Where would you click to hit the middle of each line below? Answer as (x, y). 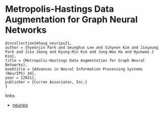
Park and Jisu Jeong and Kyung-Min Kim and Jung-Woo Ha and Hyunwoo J (80, 52)
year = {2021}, (21, 77)
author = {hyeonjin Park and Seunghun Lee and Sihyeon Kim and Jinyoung (82, 47)
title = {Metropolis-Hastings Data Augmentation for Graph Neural (75, 60)
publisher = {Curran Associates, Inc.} (46, 82)
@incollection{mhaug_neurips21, (38, 43)
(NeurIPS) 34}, (21, 73)
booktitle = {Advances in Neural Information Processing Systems (74, 69)
